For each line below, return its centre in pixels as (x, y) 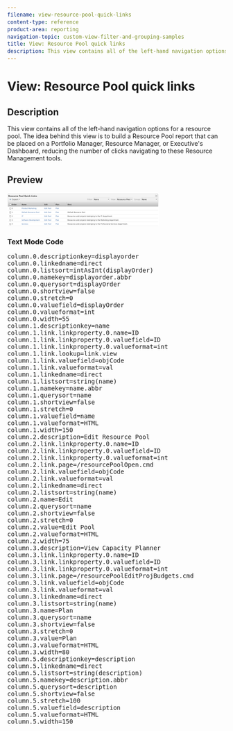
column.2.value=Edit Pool (51, 527)
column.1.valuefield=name (51, 416)
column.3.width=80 (38, 652)
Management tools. (35, 158)
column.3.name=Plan (40, 611)
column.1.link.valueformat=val (60, 368)
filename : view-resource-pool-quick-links (69, 15)
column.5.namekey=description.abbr (68, 680)
